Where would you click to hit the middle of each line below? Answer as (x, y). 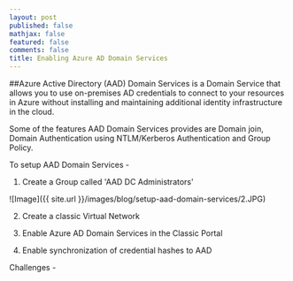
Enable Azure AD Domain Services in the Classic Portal (122, 233)
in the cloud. (32, 112)
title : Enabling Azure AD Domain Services (89, 58)
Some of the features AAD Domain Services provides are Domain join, (136, 129)
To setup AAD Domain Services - (69, 165)
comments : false (39, 50)
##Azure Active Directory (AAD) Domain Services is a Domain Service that (145, 84)
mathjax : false (37, 34)
